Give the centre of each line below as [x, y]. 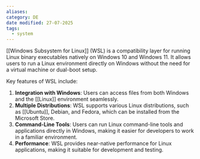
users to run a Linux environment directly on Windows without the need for [98, 64]
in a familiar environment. [46, 137]
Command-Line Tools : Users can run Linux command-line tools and [99, 124]
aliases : [17, 12]
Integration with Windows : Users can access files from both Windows [102, 93]
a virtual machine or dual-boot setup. [52, 70]
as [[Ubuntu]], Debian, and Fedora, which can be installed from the [97, 112]
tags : [13, 28]
